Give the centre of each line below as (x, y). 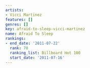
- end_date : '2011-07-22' (33, 43)
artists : (14, 10)
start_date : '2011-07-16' (37, 58)
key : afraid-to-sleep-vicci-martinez (45, 29)
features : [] (19, 19)
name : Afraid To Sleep (29, 34)
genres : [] (17, 24)
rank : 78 (19, 48)
